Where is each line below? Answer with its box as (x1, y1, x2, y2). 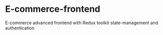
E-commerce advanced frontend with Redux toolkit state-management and (5, 20, 159, 26)
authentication (5, 25, 35, 31)
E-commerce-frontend (5, 3, 101, 15)
